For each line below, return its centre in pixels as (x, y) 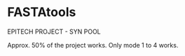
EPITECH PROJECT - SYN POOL (54, 31)
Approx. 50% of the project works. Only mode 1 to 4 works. (93, 45)
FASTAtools (42, 12)
